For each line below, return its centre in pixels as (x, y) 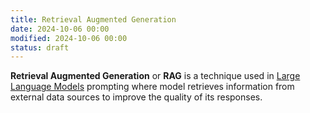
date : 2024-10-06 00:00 (60, 29)
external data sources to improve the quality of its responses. (136, 97)
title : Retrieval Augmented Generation (93, 19)
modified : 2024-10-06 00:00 (69, 38)
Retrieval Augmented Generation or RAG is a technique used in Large (155, 76)
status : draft (40, 47)
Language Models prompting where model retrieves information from (152, 87)
